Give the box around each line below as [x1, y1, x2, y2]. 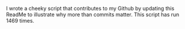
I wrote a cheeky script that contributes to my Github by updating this [6, 5, 175, 12]
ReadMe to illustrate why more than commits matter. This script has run [6, 11, 180, 18]
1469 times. [6, 17, 34, 24]
